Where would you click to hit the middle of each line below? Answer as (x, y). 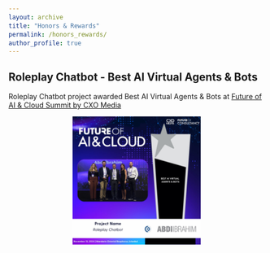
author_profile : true (45, 43)
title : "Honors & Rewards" (54, 26)
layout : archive (36, 17)
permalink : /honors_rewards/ (58, 34)
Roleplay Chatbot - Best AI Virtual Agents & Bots (133, 77)
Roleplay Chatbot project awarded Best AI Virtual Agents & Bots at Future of (135, 97)
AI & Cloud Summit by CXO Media (65, 105)
